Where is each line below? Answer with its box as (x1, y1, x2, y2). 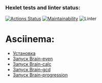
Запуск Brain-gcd (12, 67, 51, 73)
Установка (12, 50, 36, 57)
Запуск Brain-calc (12, 61, 52, 67)
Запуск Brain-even (12, 56, 53, 62)
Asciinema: (5, 34, 55, 45)
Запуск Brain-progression (12, 72, 68, 78)
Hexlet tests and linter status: (5, 4, 80, 11)
